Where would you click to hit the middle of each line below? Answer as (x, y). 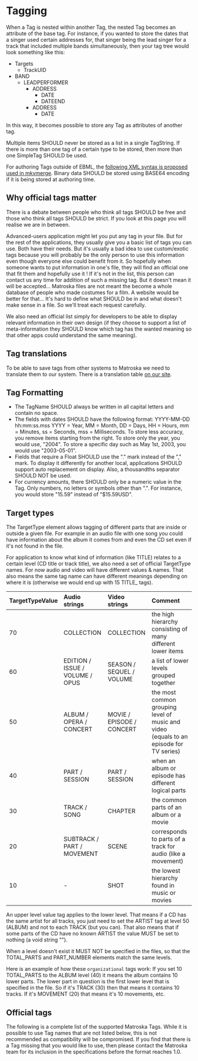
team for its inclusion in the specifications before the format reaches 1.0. (94, 1052)
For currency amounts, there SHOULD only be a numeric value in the (98, 482)
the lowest (166, 871)
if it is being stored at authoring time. (51, 179)
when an (164, 761)
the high (163, 614)
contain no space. (37, 413)
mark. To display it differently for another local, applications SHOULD (98, 463)
